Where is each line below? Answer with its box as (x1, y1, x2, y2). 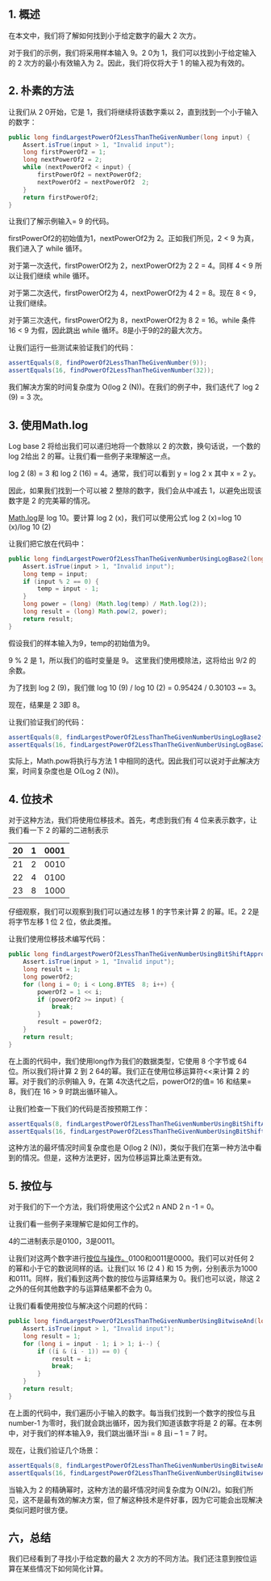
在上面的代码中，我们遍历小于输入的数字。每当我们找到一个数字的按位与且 (8, 1408, 256, 1418)
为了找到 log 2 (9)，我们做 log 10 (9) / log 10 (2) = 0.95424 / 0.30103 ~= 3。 (8, 683, 261, 692)
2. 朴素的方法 (8, 84, 74, 98)
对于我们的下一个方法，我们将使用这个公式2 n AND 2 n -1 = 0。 (8, 1202, 219, 1211)
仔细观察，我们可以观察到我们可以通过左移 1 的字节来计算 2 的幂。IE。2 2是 (8, 907, 260, 916)
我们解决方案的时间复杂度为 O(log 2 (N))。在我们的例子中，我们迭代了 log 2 (8, 383, 260, 392)
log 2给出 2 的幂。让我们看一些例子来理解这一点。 (8, 451, 175, 461)
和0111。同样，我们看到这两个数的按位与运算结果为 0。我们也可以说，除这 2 (8, 1274, 261, 1283)
